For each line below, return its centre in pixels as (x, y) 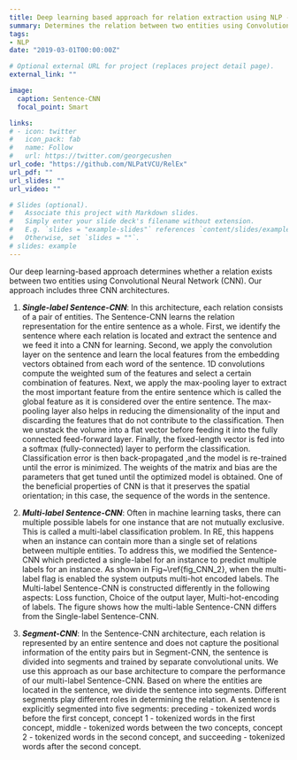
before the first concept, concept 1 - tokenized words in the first (138, 717)
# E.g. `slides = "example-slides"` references (103, 230)
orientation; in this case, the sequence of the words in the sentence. (146, 495)
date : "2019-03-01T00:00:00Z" (65, 50)
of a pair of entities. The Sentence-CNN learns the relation (128, 316)
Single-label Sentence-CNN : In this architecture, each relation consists (152, 307)
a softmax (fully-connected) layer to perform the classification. (136, 448)
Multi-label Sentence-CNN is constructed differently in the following (146, 588)
